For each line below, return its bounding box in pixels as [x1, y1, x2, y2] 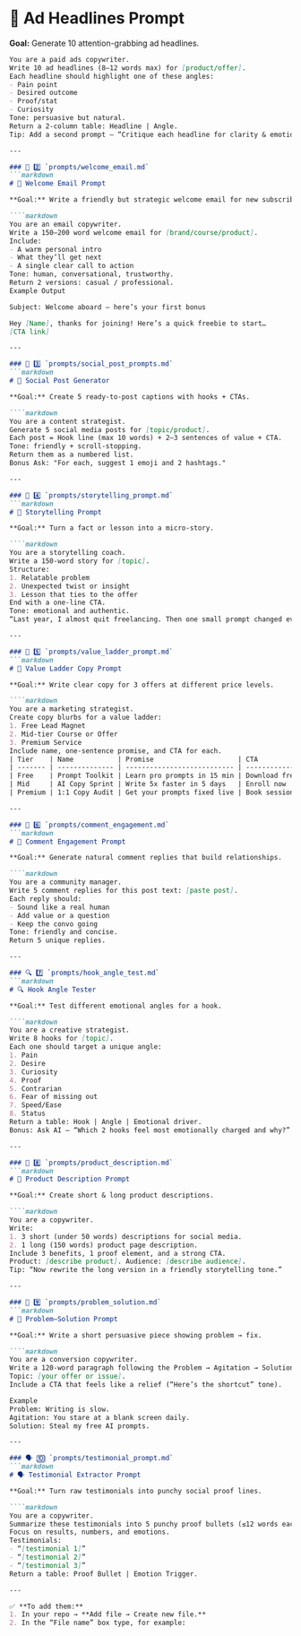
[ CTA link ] [9, 327, 50, 336]
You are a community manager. [9, 878, 123, 887]
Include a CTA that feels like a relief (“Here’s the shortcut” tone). [9, 1381, 282, 1389]
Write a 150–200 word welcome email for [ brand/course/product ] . [9, 228, 258, 237]
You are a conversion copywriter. [9, 1355, 139, 1364]
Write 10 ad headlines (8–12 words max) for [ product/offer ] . [9, 63, 246, 73]
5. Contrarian [9, 1084, 63, 1093]
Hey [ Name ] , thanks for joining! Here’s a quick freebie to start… [9, 318, 267, 328]
